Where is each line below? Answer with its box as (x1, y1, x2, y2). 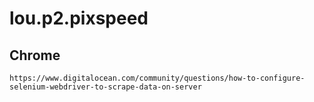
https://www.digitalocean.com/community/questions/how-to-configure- (9, 73, 306, 83)
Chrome (9, 47, 61, 64)
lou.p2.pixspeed (9, 7, 149, 30)
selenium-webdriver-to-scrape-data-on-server (9, 82, 202, 92)
